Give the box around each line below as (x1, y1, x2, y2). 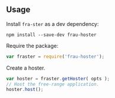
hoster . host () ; (6, 87, 44, 93)
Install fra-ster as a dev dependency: (6, 20, 99, 27)
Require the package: (6, 42, 59, 49)
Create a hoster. (6, 64, 46, 71)
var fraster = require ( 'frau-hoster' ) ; (6, 53, 105, 60)
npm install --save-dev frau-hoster (6, 32, 97, 38)
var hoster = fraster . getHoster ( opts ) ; (6, 76, 110, 81)
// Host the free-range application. (6, 81, 100, 87)
